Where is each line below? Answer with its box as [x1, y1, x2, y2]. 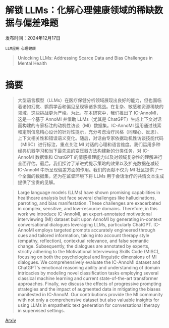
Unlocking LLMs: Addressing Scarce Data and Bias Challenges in [17, 55, 153, 61]
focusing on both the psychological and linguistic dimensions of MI [17, 254, 157, 260]
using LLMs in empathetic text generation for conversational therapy [17, 302, 160, 308]
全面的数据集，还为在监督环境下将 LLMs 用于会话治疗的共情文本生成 [22, 173, 164, 179]
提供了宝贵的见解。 [17, 179, 58, 185]
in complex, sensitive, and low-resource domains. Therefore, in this [17, 205, 158, 211]
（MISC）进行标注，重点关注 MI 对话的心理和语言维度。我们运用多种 [17, 141, 160, 147]
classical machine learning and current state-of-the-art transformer [17, 275, 158, 281]
